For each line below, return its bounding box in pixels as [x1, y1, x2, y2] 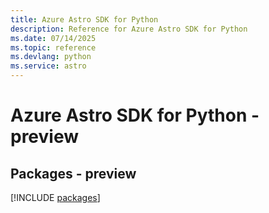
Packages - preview [10, 165, 137, 182]
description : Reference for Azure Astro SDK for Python [10, 24, 248, 34]
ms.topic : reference [10, 42, 97, 53]
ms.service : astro [10, 61, 87, 71]
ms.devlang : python [10, 52, 92, 62]
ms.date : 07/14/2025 [10, 33, 97, 43]
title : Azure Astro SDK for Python [10, 14, 159, 25]
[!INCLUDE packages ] [10, 192, 101, 203]
